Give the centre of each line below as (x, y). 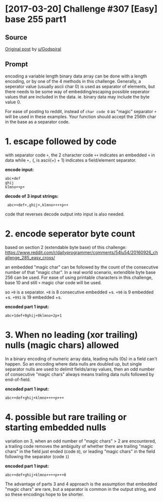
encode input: (19, 170)
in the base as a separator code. (37, 122)
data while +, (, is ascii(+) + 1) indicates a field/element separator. (71, 160)
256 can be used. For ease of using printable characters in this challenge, (79, 277)
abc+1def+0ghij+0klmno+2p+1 (34, 315)
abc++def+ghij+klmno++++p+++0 (36, 475)
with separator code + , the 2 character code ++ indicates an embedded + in (80, 155)
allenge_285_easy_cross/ (30, 257)
